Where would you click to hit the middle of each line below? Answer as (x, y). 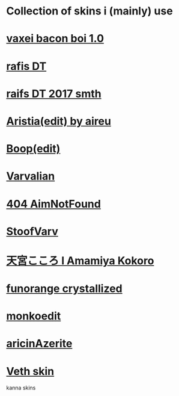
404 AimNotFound (53, 204)
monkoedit (34, 316)
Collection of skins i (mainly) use (89, 11)
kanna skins (21, 388)
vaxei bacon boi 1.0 (55, 39)
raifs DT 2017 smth (54, 94)
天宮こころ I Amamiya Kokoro (80, 261)
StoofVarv (32, 231)
